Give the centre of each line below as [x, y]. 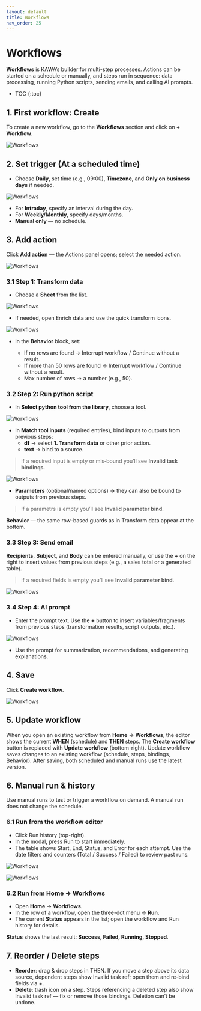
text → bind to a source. [54, 450]
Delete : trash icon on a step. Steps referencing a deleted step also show [104, 989]
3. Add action [31, 240]
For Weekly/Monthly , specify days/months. [69, 215]
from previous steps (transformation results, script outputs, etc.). [95, 626]
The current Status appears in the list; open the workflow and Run [97, 919]
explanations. [31, 656]
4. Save [20, 675]
